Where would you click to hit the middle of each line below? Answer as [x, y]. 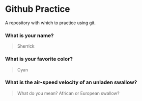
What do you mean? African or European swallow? [68, 93]
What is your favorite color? [39, 59]
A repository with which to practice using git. [50, 23]
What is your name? [29, 35]
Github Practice [38, 9]
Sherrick [26, 46]
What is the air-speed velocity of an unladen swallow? [71, 82]
